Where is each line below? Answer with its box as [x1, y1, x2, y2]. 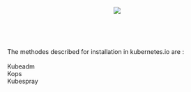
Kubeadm [7, 62, 35, 71]
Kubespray [7, 77, 38, 85]
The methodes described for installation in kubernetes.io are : [7, 48, 185, 55]
